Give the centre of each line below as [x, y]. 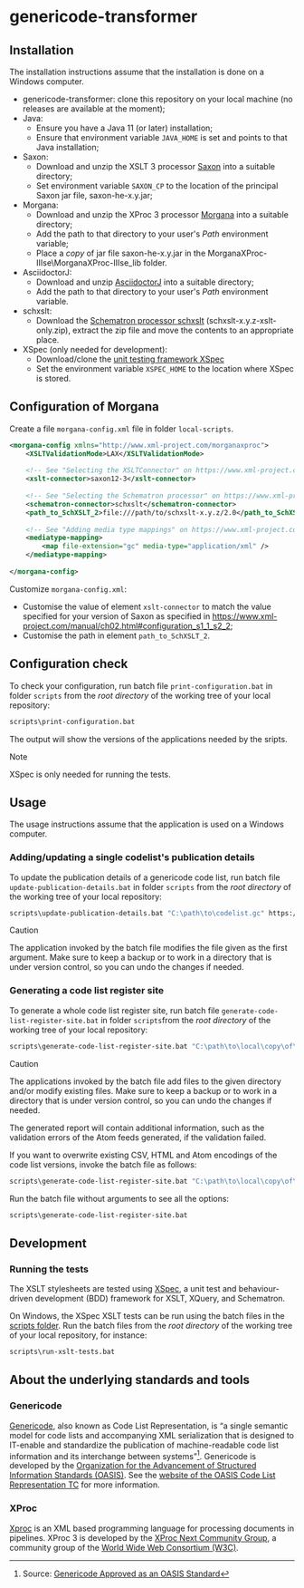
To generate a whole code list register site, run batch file [114, 1010]
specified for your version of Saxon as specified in [116, 616]
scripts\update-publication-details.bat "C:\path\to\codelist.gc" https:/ [153, 913]
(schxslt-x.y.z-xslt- [241, 320]
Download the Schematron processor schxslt [120, 320]
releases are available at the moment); [94, 109]
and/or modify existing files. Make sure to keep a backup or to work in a [143, 1090]
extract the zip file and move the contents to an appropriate [183, 330]
